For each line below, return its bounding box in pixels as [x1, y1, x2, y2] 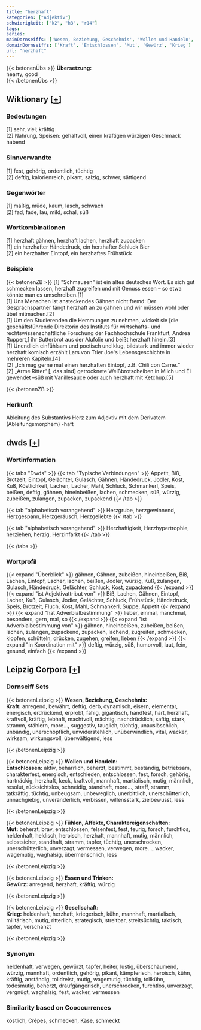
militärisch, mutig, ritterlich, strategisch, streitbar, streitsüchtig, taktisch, [6, 916, 183, 923]
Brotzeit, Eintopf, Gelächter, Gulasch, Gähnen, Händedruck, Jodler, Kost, [6, 476, 184, 483]
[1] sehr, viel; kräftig [6, 126, 55, 133]
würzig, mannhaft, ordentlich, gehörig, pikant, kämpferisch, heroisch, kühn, [6, 969, 192, 977]
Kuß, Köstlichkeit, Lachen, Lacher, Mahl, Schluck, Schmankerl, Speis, [6, 482, 176, 489]
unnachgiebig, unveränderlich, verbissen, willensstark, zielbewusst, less [6, 796, 184, 803]
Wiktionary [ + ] [6, 94, 62, 105]
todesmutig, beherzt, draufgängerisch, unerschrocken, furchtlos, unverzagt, [6, 982, 194, 989]
